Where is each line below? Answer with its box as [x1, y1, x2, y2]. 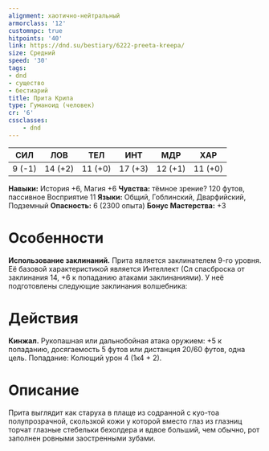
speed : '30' [8, 57, 48, 65]
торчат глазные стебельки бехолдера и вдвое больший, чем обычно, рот [8, 424, 260, 434]
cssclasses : [8, 117, 48, 125]
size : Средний [8, 49, 56, 57]
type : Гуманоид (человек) [8, 101, 95, 109]
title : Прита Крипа [8, 94, 74, 102]
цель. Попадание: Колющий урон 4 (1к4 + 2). [8, 353, 162, 363]
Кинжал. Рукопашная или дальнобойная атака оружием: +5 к [8, 335, 222, 346]
